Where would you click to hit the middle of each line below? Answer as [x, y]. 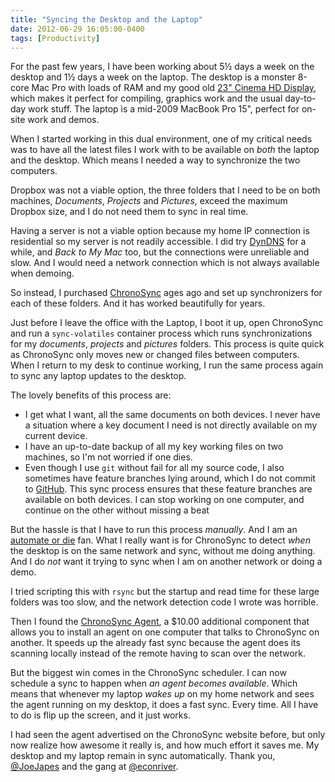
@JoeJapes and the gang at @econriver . [94, 767]
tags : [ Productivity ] [55, 38]
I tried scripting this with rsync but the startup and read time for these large [165, 592]
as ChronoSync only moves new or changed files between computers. [155, 355]
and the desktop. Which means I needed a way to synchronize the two [155, 160]
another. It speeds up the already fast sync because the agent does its [155, 643]
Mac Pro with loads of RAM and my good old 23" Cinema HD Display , [174, 88]
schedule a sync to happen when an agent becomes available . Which [154, 683]
